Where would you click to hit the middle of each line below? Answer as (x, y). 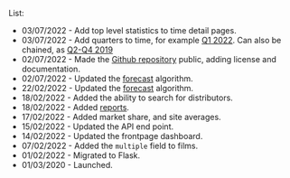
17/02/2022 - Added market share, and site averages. (122, 117)
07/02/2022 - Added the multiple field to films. (110, 145)
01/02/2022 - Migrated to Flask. (81, 155)
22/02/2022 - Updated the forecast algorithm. (108, 88)
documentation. (51, 69)
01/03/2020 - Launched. (67, 165)
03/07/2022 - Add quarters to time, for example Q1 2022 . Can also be (151, 40)
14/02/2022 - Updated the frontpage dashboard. (112, 136)
